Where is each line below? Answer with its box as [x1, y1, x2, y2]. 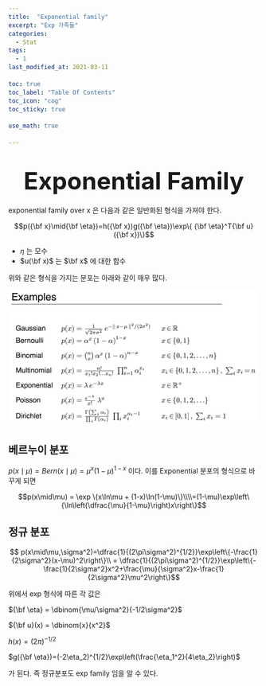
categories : [8, 29, 48, 37]
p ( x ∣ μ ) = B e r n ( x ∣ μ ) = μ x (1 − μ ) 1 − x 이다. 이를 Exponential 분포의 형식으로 [8, 465, 248, 475]
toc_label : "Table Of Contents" [8, 88, 115, 96]
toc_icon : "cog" [8, 96, 62, 105]
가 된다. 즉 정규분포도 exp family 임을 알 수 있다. [8, 668, 158, 678]
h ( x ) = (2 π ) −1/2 [8, 635, 57, 646]
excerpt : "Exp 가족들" [8, 21, 79, 29]
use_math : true [8, 122, 59, 131]
